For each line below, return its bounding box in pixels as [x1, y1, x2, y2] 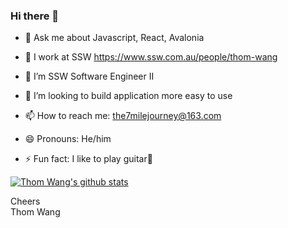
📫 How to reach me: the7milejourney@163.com [24, 110, 222, 122]
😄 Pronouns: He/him [24, 133, 112, 145]
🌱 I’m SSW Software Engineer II [24, 70, 155, 83]
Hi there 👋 [10, 9, 60, 23]
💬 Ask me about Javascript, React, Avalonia [24, 32, 205, 44]
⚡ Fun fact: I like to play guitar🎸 [24, 153, 153, 165]
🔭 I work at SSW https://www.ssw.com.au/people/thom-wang [24, 51, 278, 63]
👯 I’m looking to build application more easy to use [24, 90, 233, 102]
